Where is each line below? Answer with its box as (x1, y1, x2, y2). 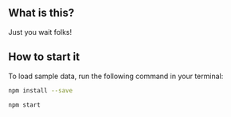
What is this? (8, 6, 75, 20)
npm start (8, 100, 41, 109)
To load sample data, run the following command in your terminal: (8, 71, 224, 81)
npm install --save (8, 86, 73, 94)
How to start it (8, 51, 80, 64)
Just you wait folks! (8, 27, 72, 36)
